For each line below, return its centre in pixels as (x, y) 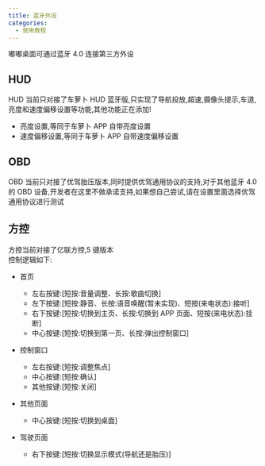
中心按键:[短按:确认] (64, 376)
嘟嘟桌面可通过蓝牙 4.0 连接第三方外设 (71, 54)
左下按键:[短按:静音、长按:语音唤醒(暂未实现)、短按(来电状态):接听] (140, 303)
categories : (28, 23)
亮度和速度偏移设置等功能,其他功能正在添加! (80, 110)
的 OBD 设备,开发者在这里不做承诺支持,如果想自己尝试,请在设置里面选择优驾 (132, 192)
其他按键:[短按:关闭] (64, 387)
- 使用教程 (31, 30)
